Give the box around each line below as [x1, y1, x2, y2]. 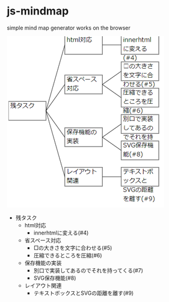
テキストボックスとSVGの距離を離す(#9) [33, 289, 134, 297]
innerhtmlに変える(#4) [33, 229, 89, 236]
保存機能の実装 [24, 259, 62, 266]
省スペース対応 [24, 236, 61, 244]
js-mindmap [7, 4, 69, 18]
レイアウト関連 [24, 282, 62, 289]
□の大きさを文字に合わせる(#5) [33, 244, 112, 251]
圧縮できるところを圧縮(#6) [33, 251, 102, 259]
